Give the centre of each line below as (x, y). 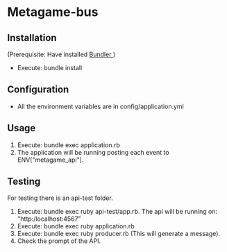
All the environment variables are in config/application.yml (100, 106)
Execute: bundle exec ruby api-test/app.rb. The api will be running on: (117, 212)
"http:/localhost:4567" (49, 219)
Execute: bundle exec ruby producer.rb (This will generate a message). (119, 234)
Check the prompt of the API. (59, 241)
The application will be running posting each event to (93, 152)
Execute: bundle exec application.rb (68, 145)
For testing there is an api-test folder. (60, 198)
